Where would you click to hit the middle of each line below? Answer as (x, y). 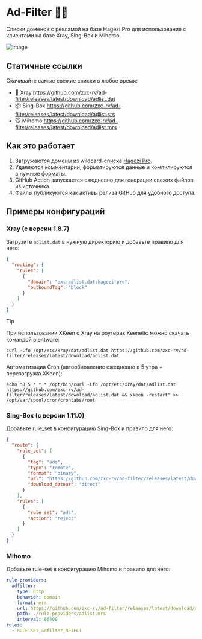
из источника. (33, 186)
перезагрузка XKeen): (34, 373)
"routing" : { (28, 265)
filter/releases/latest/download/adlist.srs (65, 114)
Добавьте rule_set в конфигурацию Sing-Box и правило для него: (90, 428)
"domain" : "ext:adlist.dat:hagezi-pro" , (79, 282)
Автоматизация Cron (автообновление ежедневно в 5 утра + (84, 367)
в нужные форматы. (41, 173)
